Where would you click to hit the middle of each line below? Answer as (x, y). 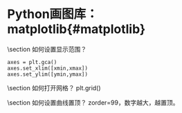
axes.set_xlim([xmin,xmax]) (48, 68)
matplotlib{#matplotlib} (76, 29)
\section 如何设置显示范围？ (47, 49)
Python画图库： (53, 14)
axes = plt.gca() (32, 62)
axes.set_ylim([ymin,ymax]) (48, 74)
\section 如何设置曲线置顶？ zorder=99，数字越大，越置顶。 (93, 102)
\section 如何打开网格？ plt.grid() (54, 88)
